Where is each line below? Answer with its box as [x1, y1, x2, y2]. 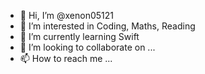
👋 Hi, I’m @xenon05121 [19, 10, 115, 21]
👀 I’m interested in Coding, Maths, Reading [19, 20, 196, 32]
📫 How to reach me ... [19, 53, 113, 64]
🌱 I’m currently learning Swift [19, 31, 140, 42]
